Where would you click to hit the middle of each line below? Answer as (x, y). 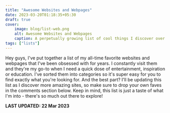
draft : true (18, 19)
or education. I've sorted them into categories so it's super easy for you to (83, 74)
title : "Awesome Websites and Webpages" (49, 10)
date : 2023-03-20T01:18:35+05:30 (41, 15)
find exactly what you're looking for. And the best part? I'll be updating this (83, 79)
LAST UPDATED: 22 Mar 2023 (37, 106)
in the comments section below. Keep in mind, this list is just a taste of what (84, 91)
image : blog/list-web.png (42, 29)
